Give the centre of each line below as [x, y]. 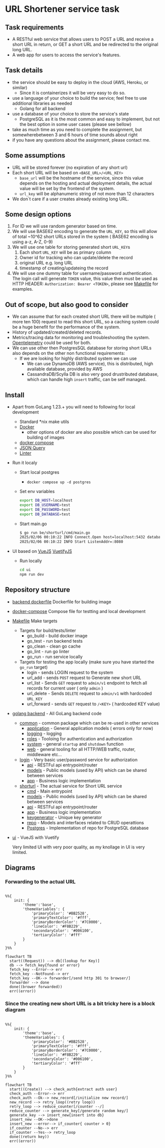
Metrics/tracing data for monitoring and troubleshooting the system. [81, 338]
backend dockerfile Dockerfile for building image [62, 602]
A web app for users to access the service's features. [66, 55]
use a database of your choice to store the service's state [70, 114]
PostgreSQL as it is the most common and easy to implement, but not [90, 119]
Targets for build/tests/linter [48, 630]
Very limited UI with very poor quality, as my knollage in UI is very [78, 847]
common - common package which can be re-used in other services [89, 723]
